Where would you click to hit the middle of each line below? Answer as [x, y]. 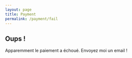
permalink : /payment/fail [31, 19]
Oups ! [15, 39]
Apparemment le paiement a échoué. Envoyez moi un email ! [66, 51]
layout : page [18, 10]
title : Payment [21, 14]
